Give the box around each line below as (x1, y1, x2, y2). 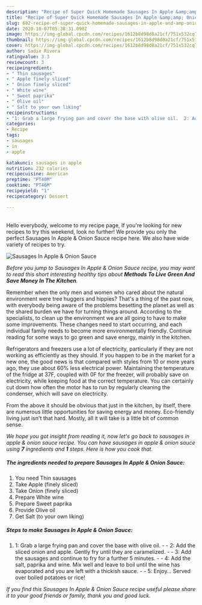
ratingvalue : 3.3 (6, 54, 50, 60)
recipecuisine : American (6, 171, 69, 177)
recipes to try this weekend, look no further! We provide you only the (6, 228, 177, 235)
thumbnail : (6, 37, 34, 43)
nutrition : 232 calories (6, 165, 69, 172)
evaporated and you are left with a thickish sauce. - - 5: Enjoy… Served (14, 567, 191, 574)
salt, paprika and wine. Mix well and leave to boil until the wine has (14, 561, 180, 568)
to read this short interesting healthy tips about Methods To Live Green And (6, 271, 195, 278)
